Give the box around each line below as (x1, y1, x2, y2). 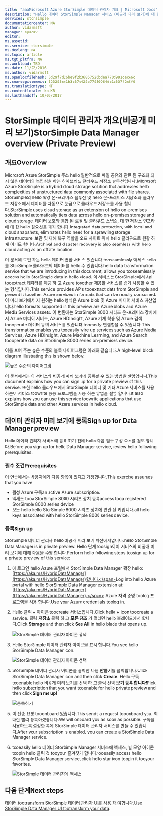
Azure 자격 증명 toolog (105, 592, 149, 598)
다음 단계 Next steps (5, 786, 64, 795)
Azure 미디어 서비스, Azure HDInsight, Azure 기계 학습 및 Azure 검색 (10, 316, 142, 322)
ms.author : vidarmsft (5, 70, 49, 75)
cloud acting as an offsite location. (5, 247, 74, 253)
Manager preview (5, 424, 60, 432)
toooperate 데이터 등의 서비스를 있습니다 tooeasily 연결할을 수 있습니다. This (5, 322, 150, 327)
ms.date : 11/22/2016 (5, 66, 47, 71)
